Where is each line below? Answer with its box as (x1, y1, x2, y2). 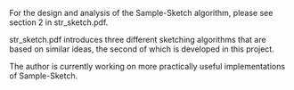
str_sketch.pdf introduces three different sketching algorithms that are (9, 35, 266, 45)
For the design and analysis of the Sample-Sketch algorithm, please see (9, 8, 274, 18)
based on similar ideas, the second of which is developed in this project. (9, 44, 274, 54)
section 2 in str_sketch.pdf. (9, 17, 109, 28)
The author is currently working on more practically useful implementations (9, 61, 286, 71)
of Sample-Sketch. (9, 70, 78, 81)
